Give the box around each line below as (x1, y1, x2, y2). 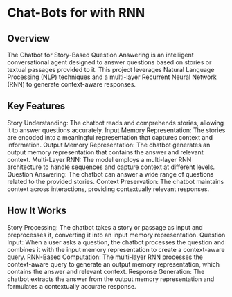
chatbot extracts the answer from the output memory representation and (7, 275, 215, 283)
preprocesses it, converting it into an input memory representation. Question (7, 231, 226, 239)
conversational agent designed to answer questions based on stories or (7, 58, 212, 66)
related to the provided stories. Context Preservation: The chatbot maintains (7, 177, 224, 186)
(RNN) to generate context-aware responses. (7, 80, 136, 88)
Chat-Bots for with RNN (7, 5, 145, 21)
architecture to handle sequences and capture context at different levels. (7, 163, 215, 171)
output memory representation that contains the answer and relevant (7, 147, 204, 156)
